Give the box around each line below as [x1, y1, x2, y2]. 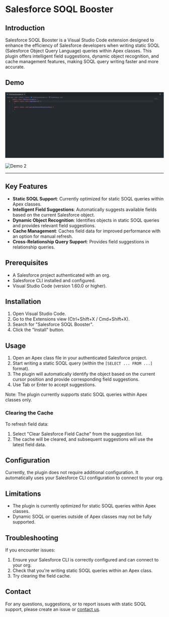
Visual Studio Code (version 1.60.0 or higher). [12, 283, 107, 289]
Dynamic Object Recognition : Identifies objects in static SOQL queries [12, 217, 159, 223]
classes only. [5, 397, 32, 403]
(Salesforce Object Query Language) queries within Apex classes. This [5, 48, 152, 54]
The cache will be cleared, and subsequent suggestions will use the [12, 436, 153, 442]
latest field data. [12, 441, 46, 447]
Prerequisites [5, 259, 48, 267]
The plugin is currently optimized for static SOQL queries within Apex [12, 503, 156, 509]
